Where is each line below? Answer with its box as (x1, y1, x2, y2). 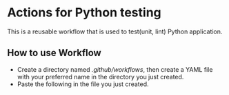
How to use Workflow (7, 47, 101, 59)
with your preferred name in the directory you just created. (17, 72, 184, 81)
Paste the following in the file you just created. (17, 80, 150, 88)
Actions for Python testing (7, 5, 162, 21)
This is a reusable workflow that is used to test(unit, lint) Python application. (7, 27, 223, 36)
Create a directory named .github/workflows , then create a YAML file (17, 65, 213, 73)
